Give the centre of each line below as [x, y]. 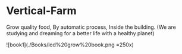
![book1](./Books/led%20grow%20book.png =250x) [70, 45]
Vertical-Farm [41, 11]
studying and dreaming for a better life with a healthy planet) [80, 33]
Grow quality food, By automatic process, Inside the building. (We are [91, 27]
